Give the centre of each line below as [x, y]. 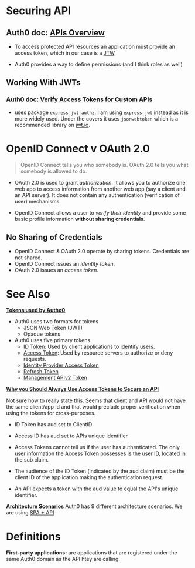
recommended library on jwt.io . [52, 125]
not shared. [28, 258]
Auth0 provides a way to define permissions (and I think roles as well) [98, 64]
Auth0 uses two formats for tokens [56, 322]
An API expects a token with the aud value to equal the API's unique [96, 489]
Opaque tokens [42, 334]
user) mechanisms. [38, 201]
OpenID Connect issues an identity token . [65, 264]
